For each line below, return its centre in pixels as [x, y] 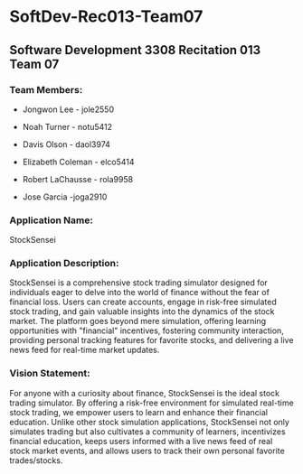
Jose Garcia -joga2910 [65, 197]
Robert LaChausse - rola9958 [78, 179]
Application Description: [64, 264]
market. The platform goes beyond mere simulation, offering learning [138, 321]
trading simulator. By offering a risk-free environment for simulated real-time [151, 403]
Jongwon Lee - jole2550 [68, 109]
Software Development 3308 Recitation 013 [135, 50]
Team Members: [46, 89]
